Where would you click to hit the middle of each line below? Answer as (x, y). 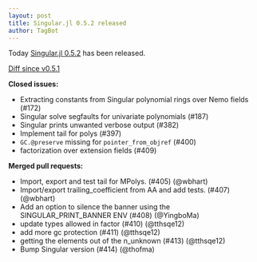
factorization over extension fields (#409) (88, 151)
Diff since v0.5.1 (34, 69)
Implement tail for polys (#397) (71, 133)
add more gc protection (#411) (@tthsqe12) (90, 232)
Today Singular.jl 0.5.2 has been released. (77, 54)
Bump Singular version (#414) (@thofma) (87, 249)
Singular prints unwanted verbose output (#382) (99, 125)
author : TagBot (34, 30)
